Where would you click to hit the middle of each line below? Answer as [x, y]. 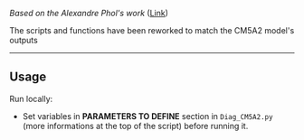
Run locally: [31, 98]
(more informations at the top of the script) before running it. [135, 126]
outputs [24, 40]
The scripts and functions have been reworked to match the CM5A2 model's [152, 30]
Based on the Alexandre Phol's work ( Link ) [89, 13]
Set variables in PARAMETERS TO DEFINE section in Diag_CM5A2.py [147, 116]
